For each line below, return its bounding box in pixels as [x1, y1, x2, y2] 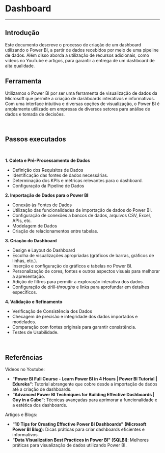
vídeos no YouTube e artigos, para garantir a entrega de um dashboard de [5, 57, 155, 63]
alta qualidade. [5, 63, 35, 69]
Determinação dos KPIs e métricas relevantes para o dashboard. [12, 178, 143, 184]
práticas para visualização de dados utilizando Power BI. [12, 442, 127, 448]
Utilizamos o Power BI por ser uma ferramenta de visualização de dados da [5, 90, 158, 96]
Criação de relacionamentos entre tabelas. [12, 228, 98, 234]
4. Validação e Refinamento [5, 299, 63, 305]
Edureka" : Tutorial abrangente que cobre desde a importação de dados [12, 381, 158, 387]
